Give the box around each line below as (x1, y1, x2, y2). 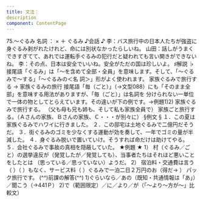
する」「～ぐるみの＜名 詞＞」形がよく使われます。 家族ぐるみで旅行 (22, 75, 192, 82)
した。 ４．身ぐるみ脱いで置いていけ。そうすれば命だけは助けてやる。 (11, 136, 188, 143)
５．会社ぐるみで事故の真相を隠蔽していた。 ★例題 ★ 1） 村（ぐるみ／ (6, 144, 185, 151)
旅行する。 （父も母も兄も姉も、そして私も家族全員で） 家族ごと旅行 (16, 106, 190, 113)
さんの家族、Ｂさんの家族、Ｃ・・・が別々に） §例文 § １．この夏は (24, 113, 196, 121)
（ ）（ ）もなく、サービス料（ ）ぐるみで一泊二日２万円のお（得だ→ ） (6, 166, 185, 173)
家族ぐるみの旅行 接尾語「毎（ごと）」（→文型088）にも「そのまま (19, 83, 185, 90)
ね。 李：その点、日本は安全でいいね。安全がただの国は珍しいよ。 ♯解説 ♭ (6, 60, 194, 67)
